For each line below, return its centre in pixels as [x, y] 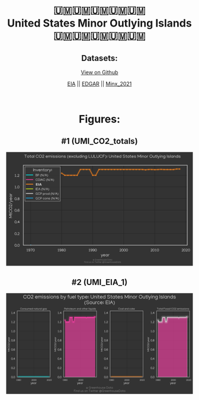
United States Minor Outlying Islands [99, 23]
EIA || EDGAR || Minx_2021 [99, 84]
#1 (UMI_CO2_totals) [99, 141]
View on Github [99, 72]
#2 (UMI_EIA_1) [99, 282]
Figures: [99, 119]
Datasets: [99, 58]
